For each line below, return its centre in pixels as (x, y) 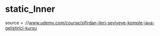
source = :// (17, 23)
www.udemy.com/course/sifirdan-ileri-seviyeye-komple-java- (92, 23)
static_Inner (30, 9)
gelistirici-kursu (21, 28)
